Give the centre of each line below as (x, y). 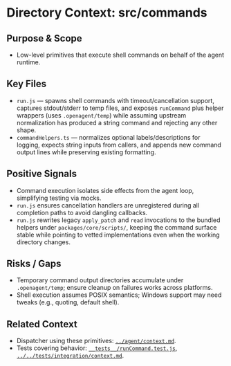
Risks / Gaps (34, 264)
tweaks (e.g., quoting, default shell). (68, 302)
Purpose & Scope (44, 38)
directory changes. (43, 242)
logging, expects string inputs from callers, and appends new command (119, 145)
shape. (26, 130)
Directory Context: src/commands (107, 13)
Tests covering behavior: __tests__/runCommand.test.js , (97, 348)
